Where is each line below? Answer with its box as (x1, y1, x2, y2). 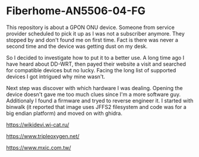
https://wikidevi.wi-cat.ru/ (6, 121, 70, 128)
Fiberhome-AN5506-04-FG (6, 4, 146, 18)
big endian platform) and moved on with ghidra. (6, 110, 123, 117)
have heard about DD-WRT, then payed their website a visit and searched (6, 60, 186, 68)
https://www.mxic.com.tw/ (6, 144, 71, 151)
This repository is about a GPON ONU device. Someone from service (6, 24, 175, 31)
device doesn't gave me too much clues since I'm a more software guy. (6, 91, 181, 98)
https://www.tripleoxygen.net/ (6, 132, 80, 140)
